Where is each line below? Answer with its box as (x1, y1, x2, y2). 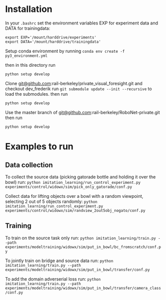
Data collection (5, 160, 53, 169)
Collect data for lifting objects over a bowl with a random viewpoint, (5, 193, 144, 199)
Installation (5, 3, 53, 15)
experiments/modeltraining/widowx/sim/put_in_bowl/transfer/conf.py (5, 267, 150, 272)
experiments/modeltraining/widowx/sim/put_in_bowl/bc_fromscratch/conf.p (5, 244, 162, 250)
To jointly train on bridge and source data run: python (5, 258, 113, 264)
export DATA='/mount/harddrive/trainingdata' (5, 39, 101, 44)
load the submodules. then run (5, 91, 68, 97)
